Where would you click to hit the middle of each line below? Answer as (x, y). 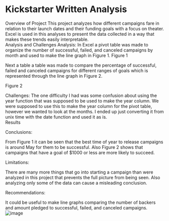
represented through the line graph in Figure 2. (54, 76)
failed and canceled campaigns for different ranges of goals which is (77, 70)
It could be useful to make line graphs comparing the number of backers (80, 202)
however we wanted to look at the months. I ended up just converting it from (84, 112)
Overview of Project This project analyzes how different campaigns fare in (82, 23)
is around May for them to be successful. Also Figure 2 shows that (74, 147)
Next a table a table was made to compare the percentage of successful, (81, 65)
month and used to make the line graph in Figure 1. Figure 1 (66, 55)
